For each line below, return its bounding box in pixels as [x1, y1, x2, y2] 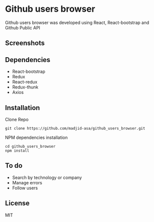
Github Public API [5, 24, 41, 30]
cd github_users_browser [5, 144, 56, 149]
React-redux [12, 79, 38, 85]
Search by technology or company [12, 175, 82, 180]
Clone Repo [5, 116, 29, 122]
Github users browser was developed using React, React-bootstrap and [5, 20, 149, 25]
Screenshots [5, 39, 45, 47]
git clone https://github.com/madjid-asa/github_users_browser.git [5, 126, 146, 131]
